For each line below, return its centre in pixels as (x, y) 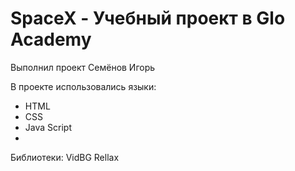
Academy (51, 39)
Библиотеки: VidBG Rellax (65, 157)
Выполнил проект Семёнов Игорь (83, 67)
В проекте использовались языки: (83, 86)
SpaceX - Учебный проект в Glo (148, 18)
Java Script (48, 127)
